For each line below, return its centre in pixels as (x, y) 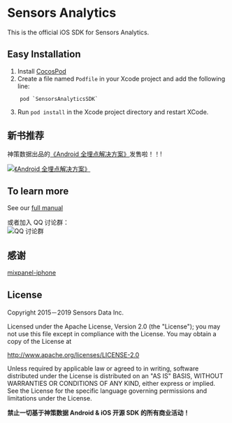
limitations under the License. (50, 398)
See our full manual (35, 208)
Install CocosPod (42, 71)
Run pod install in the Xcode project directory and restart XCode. (113, 112)
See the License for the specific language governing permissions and (107, 391)
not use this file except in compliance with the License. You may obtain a (112, 334)
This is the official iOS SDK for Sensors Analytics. (78, 32)
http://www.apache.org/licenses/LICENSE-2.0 (73, 355)
